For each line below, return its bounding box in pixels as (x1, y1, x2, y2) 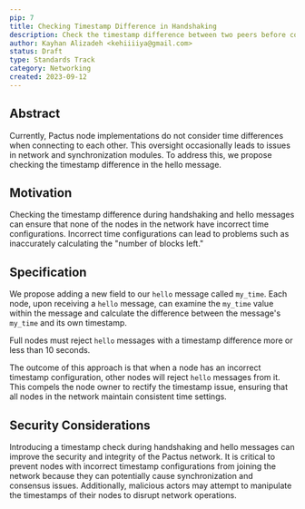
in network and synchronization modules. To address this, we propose (9, 149, 272, 160)
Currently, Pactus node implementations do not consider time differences (9, 130, 284, 141)
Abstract (9, 106, 61, 122)
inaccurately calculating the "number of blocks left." (9, 238, 204, 250)
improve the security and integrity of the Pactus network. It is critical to (9, 451, 275, 462)
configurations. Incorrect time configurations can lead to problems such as (9, 229, 290, 240)
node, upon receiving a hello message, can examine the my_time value (9, 299, 274, 309)
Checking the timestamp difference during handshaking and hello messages (9, 210, 295, 220)
